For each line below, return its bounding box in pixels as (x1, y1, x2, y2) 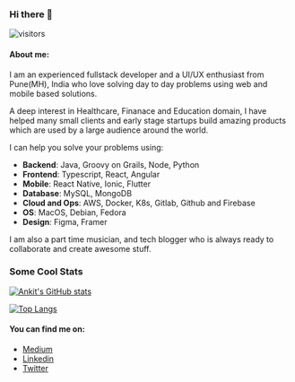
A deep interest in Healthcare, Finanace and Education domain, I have (9, 105, 267, 116)
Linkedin (22, 353, 55, 364)
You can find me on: (9, 324, 85, 334)
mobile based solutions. (9, 88, 98, 99)
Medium (22, 344, 54, 354)
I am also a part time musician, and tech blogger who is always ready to (9, 233, 274, 245)
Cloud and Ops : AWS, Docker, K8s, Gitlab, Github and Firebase (22, 197, 256, 208)
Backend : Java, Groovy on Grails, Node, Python (22, 159, 200, 169)
